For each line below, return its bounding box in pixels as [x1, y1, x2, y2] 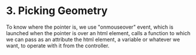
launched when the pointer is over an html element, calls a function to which [6, 29, 191, 36]
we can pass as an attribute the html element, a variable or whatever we [6, 36, 180, 43]
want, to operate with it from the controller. [6, 42, 110, 49]
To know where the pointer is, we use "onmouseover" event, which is [6, 23, 174, 30]
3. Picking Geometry [6, 4, 108, 18]
